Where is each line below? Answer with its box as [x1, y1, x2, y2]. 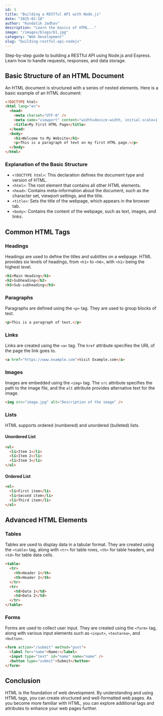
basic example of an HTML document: [5, 90, 82, 96]
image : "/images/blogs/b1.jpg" [5, 30, 69, 35]
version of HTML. [12, 177, 47, 183]
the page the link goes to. [5, 348, 56, 354]
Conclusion [5, 677, 41, 685]
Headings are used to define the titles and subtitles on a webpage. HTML [5, 254, 152, 260]
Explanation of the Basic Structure [5, 161, 88, 168]
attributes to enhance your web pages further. [5, 705, 97, 711]
